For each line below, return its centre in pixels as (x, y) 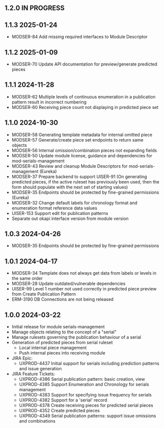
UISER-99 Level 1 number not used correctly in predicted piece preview (84, 289)
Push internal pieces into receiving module (62, 353)
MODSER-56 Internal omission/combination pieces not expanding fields (84, 150)
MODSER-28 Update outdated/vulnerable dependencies (68, 284)
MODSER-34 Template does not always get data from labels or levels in (84, 273)
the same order (27, 279)
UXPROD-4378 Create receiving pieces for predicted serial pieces (86, 405)
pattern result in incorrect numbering (49, 102)
